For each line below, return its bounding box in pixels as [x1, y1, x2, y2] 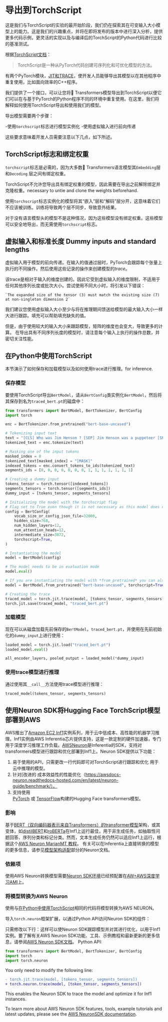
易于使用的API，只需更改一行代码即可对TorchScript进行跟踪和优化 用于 [12, 759, 159, 765]
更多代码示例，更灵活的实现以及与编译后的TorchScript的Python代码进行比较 [5, 35, 162, 41]
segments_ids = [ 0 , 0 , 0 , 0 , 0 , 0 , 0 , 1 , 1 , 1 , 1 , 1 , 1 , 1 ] [5, 468, 133, 473]
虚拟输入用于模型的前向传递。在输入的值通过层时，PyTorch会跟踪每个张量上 [5, 259, 162, 265]
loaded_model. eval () [5, 647, 48, 652]
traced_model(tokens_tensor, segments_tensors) [5, 691, 106, 696]
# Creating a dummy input [5, 477, 59, 482]
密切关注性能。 [5, 336, 36, 342]
